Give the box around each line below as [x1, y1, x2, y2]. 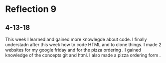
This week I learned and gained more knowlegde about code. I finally [5, 36, 147, 42]
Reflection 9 [5, 3, 56, 15]
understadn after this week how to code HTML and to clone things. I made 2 [5, 42, 162, 48]
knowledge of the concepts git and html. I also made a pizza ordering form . [5, 52, 161, 58]
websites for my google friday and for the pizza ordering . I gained [5, 47, 141, 53]
